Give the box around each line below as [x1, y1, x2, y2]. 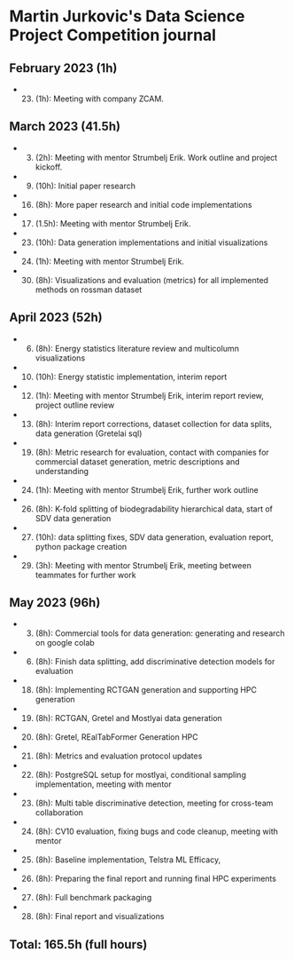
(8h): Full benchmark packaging [35, 893, 152, 903]
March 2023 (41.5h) [9, 119, 121, 134]
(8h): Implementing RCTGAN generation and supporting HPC [35, 685, 258, 695]
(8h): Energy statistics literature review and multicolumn [35, 343, 239, 353]
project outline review [35, 400, 115, 410]
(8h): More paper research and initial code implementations [35, 199, 252, 210]
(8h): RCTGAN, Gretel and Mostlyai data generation [35, 713, 223, 724]
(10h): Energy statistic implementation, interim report [35, 371, 228, 382]
